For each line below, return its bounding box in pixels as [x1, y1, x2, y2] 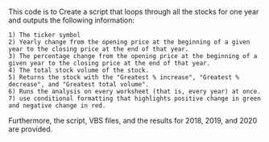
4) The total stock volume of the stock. [8, 66, 150, 74]
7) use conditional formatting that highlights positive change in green [8, 94, 262, 102]
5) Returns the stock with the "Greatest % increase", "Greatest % [8, 73, 240, 81]
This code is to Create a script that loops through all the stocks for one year [8, 7, 259, 16]
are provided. [8, 124, 53, 134]
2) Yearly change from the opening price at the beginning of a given [8, 38, 250, 46]
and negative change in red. [8, 102, 106, 110]
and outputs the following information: [8, 15, 135, 25]
